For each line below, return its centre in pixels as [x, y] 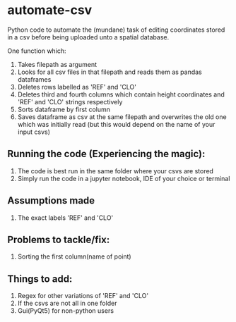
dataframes [34, 79]
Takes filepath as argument [57, 64]
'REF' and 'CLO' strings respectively [70, 101]
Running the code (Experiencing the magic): [106, 154]
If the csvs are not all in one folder [67, 303]
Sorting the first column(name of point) [75, 256]
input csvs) [34, 132]
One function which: [37, 51]
